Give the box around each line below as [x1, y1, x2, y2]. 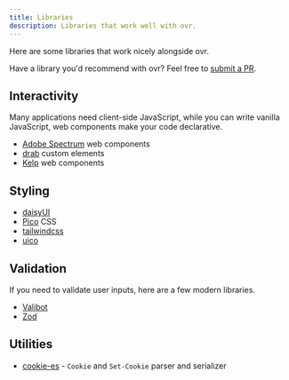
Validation [9, 261, 67, 276]
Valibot [21, 301, 48, 312]
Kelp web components [21, 157, 105, 169]
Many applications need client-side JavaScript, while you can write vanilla [9, 112, 280, 123]
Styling [9, 183, 51, 198]
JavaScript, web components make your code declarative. [9, 122, 223, 132]
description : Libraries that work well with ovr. [9, 21, 197, 30]
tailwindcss [21, 226, 64, 236]
